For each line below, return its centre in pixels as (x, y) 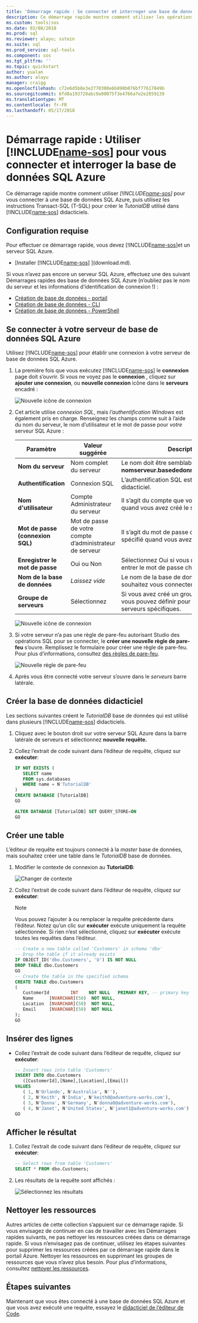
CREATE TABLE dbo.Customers (49, 982)
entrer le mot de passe (152, 567)
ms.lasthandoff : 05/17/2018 (41, 110)
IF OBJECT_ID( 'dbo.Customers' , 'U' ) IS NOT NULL (75, 960)
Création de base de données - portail (61, 298)
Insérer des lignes (40, 1039)
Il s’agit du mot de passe (155, 532)
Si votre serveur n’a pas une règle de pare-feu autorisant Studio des (97, 634)
